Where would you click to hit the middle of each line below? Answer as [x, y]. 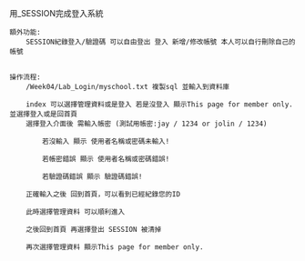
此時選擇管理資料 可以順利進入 [76, 212]
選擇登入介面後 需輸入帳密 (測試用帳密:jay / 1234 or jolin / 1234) [147, 124]
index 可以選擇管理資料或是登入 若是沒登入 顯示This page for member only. [159, 105]
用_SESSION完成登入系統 [56, 13]
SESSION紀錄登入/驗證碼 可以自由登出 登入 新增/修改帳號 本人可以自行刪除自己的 [161, 42]
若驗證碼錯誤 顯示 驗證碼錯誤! [92, 176]
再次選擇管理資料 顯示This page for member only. [115, 247]
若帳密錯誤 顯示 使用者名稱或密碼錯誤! [106, 159]
